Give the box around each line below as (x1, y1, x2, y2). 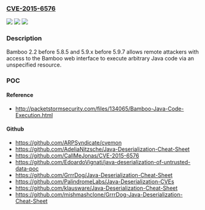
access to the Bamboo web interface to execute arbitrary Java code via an (6, 54, 195, 62)
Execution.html (15, 111, 53, 118)
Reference (6, 92, 34, 99)
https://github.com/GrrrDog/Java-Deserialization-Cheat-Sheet (15, 171, 173, 178)
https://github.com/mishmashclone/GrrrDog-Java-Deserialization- (15, 190, 183, 198)
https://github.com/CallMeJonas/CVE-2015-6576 (15, 151, 140, 159)
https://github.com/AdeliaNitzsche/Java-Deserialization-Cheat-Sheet (15, 145, 190, 153)
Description (6, 34, 42, 43)
